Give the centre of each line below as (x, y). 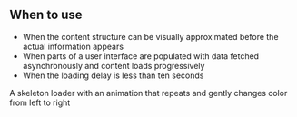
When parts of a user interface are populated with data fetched (141, 56)
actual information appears (73, 46)
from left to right (40, 102)
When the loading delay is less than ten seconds (113, 75)
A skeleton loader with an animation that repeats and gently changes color (148, 93)
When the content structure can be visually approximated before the (150, 36)
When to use (46, 15)
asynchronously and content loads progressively (114, 65)
